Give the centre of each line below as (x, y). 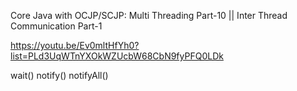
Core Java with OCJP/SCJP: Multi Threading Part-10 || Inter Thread (149, 15)
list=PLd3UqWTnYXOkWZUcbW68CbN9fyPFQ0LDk (117, 56)
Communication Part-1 (56, 26)
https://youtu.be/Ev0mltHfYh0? (75, 45)
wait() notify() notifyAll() (59, 75)
